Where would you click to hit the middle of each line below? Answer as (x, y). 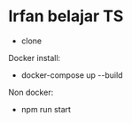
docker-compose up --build (72, 75)
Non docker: (31, 92)
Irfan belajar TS (66, 16)
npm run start (46, 109)
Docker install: (35, 58)
